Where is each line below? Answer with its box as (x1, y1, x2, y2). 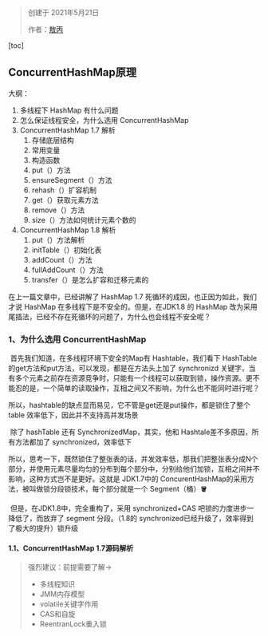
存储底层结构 (31, 135, 74, 144)
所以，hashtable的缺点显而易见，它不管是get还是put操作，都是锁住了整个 (8, 401, 251, 410)
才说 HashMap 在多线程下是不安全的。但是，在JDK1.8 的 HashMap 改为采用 (8, 302, 258, 311)
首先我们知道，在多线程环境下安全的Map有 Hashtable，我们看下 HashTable (10, 354, 258, 363)
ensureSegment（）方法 (31, 175, 112, 184)
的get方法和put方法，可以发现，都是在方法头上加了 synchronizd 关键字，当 (8, 363, 256, 373)
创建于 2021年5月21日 (27, 8, 100, 17)
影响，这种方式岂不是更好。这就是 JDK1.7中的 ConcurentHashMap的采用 (8, 474, 248, 484)
